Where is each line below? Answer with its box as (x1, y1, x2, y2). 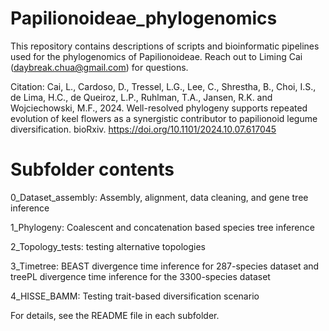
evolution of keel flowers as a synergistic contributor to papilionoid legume (10, 112, 318, 124)
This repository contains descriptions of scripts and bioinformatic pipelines (10, 40, 320, 52)
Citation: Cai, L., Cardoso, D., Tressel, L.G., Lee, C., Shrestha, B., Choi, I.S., (10, 80, 317, 92)
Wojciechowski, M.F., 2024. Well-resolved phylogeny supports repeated (10, 102, 308, 114)
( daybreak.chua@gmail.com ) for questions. (10, 61, 189, 73)
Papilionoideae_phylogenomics (10, 7, 278, 30)
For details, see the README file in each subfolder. (10, 309, 220, 321)
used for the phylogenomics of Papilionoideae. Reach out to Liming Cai (10, 50, 303, 62)
